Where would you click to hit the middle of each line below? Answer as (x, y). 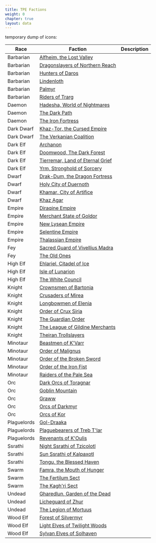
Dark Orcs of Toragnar (65, 383)
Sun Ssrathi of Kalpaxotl (67, 454)
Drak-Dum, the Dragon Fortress (76, 176)
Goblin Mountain (58, 391)
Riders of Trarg (57, 97)
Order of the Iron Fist (63, 367)
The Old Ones (55, 256)
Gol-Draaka (53, 422)
